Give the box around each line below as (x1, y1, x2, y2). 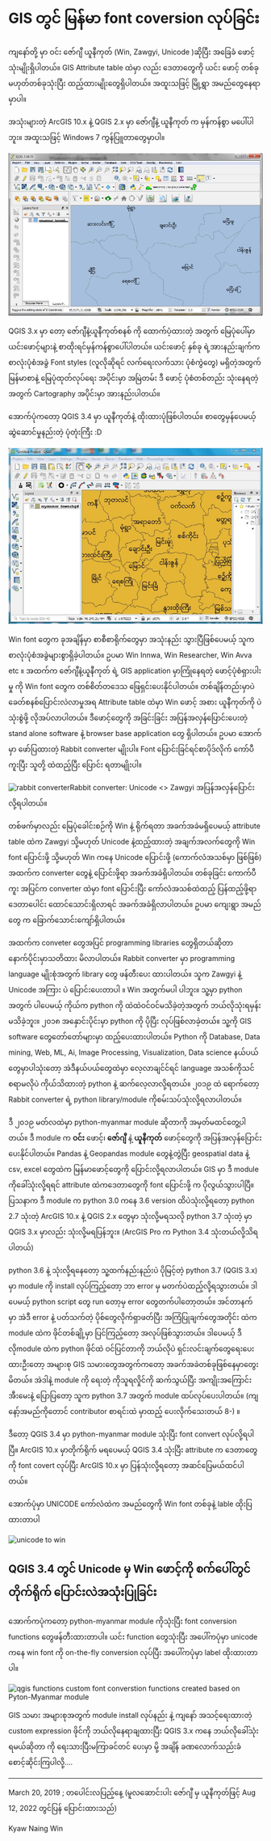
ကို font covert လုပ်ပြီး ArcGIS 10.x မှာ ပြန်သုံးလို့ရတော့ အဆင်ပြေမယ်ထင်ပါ (8, 1460, 244, 1470)
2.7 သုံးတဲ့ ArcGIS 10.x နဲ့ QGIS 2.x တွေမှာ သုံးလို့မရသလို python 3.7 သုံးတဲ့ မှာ (8, 1211, 252, 1221)
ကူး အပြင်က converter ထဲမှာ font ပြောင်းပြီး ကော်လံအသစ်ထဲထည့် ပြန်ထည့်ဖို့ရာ (8, 883, 257, 893)
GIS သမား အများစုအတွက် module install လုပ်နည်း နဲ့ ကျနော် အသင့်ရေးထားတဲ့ (8, 1710, 252, 1720)
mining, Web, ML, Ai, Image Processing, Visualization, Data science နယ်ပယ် (8, 1047, 259, 1057)
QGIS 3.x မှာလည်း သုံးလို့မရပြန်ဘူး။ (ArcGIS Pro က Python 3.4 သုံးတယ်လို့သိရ (8, 1226, 258, 1237)
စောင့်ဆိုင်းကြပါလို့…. (8, 1757, 73, 1767)
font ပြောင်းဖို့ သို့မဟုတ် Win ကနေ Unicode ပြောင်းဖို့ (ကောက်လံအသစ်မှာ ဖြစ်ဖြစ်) (8, 852, 262, 861)
